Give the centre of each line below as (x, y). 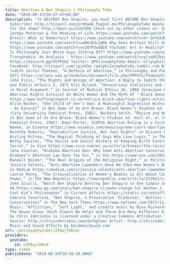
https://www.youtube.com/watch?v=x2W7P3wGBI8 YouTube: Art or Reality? (87, 47)
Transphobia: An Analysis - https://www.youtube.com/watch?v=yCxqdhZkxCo (89, 57)
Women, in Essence (29, 127)
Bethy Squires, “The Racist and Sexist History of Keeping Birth (80, 141)
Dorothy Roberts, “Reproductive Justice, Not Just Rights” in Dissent (86, 132)
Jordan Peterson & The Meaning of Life (52, 33)
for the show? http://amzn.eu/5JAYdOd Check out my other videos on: (84, 29)
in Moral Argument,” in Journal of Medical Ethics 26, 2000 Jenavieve (86, 90)
